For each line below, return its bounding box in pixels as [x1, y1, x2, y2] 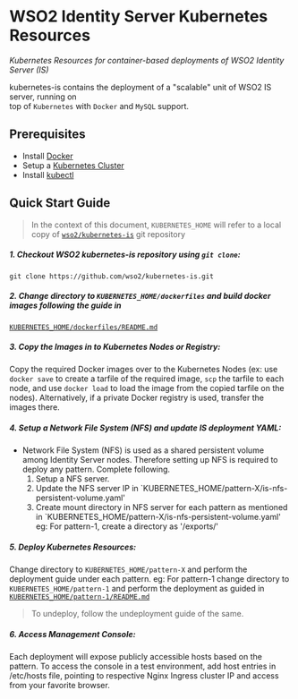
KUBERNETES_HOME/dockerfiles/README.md [9, 322, 158, 332]
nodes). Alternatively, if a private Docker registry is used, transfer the [9, 392, 264, 404]
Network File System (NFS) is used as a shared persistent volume [21, 445, 265, 456]
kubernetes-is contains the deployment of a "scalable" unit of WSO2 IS [9, 81, 272, 92]
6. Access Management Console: [9, 629, 136, 639]
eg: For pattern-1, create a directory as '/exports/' [35, 521, 219, 532]
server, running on [9, 91, 78, 102]
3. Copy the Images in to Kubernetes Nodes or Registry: [9, 342, 221, 353]
